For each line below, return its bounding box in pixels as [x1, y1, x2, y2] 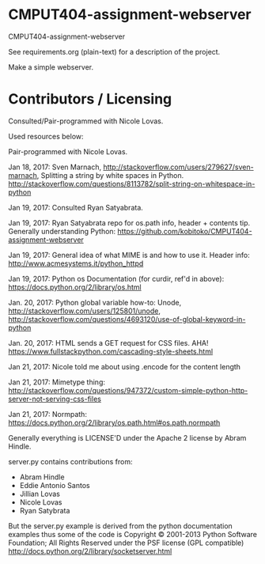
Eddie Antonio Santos [19, 480, 90, 490]
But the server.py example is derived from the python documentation [8, 520, 233, 531]
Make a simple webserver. [8, 62, 94, 72]
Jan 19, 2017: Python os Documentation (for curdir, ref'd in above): [8, 274, 225, 283]
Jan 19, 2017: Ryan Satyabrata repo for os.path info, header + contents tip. [8, 218, 251, 227]
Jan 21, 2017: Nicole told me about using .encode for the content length [8, 361, 241, 371]
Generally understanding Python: [8, 226, 116, 236]
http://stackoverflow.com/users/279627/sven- [102, 162, 255, 172]
